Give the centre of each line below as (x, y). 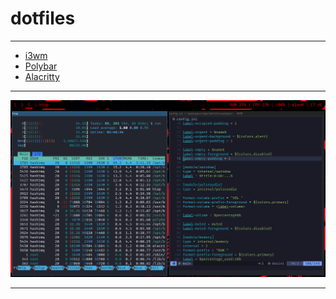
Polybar (41, 66)
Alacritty (42, 76)
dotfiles (43, 18)
